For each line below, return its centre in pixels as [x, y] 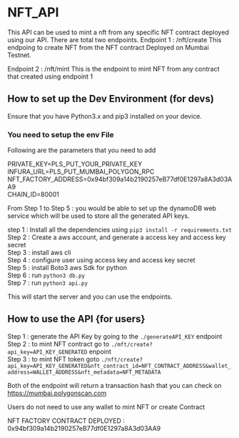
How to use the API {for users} [76, 319]
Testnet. [20, 55]
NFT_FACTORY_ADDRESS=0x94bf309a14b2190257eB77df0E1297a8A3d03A [120, 179]
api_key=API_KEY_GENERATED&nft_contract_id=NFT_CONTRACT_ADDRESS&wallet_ [119, 366]
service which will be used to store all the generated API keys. [99, 216]
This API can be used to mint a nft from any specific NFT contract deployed [118, 32]
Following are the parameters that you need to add [82, 150]
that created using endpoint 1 [50, 76]
